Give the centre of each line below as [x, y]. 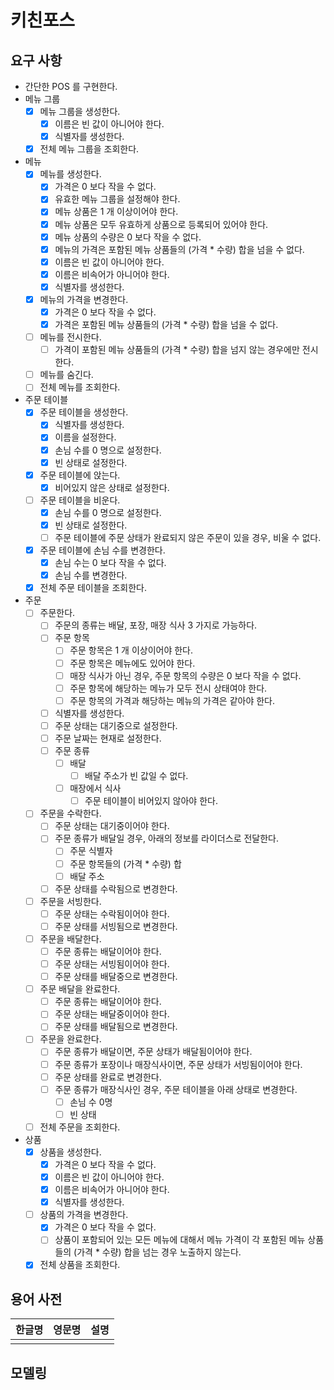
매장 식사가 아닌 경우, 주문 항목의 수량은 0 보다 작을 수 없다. [185, 675]
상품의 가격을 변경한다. [84, 1215]
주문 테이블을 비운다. [80, 500]
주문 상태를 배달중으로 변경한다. [116, 977]
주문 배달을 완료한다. [80, 989]
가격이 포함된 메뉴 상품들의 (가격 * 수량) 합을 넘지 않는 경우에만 [177, 350]
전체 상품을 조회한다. [80, 1265]
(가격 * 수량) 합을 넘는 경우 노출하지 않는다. [157, 1252]
